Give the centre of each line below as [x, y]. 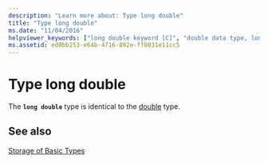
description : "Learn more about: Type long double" [96, 16]
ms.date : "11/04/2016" [46, 30]
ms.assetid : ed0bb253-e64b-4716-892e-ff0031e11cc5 [94, 45]
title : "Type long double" [53, 23]
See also [30, 132]
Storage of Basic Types [47, 150]
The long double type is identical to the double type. [95, 107]
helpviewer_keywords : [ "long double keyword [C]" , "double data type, [128, 38]
